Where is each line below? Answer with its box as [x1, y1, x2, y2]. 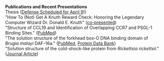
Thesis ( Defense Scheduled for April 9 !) [5, 9, 86, 15]
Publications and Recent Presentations [5, 4, 87, 9]
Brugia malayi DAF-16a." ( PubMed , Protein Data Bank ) [5, 40, 116, 46]
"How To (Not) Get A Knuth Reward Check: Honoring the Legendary [5, 14, 144, 20]
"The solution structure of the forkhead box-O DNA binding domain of [5, 35, 148, 41]
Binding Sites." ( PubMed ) [5, 30, 57, 35]
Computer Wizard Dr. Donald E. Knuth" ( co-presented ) [5, 20, 117, 25]
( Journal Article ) [5, 51, 39, 57]
